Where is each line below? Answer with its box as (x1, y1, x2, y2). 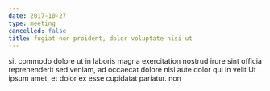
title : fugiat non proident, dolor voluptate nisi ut (8, 34, 193, 43)
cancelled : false (8, 27, 67, 35)
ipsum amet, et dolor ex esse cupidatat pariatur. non (8, 73, 181, 83)
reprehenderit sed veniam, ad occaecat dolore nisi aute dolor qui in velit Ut (8, 65, 256, 75)
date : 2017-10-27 (8, 11, 67, 20)
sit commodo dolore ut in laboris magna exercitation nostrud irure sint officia (8, 56, 262, 66)
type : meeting (8, 19, 56, 27)
